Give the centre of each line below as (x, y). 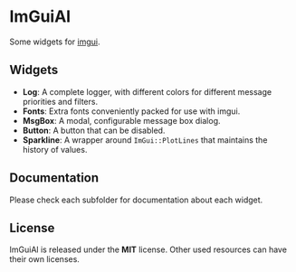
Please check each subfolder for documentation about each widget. (136, 200)
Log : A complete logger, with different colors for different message (147, 91)
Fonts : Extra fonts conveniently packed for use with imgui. (131, 111)
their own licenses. (44, 259)
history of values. (55, 149)
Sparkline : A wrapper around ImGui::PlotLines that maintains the (145, 140)
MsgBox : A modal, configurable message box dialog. (121, 120)
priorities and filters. (60, 101)
